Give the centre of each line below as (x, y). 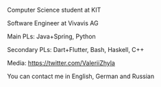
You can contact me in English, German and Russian (81, 76)
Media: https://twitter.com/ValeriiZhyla (61, 63)
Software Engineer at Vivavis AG (53, 23)
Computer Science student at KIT (54, 10)
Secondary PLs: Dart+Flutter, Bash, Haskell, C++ (76, 50)
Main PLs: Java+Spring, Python (51, 36)
